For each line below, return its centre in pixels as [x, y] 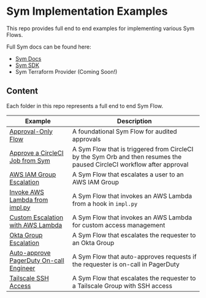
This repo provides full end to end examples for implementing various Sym [101, 28]
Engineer [22, 268]
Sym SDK [27, 65]
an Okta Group [93, 243]
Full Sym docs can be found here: [49, 47]
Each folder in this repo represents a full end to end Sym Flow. [85, 106]
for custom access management [119, 225]
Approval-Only [31, 131]
